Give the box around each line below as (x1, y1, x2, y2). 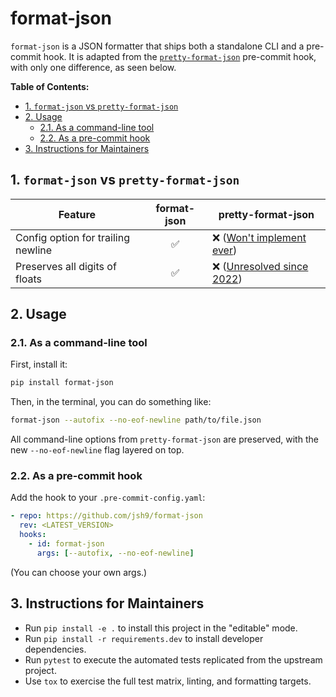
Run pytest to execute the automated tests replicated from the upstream (24, 653, 323, 666)
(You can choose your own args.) (10, 566, 148, 578)
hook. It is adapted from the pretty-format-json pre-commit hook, (43, 50, 317, 62)
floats (15, 272, 43, 286)
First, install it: (10, 358, 68, 371)
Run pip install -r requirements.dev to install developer (24, 632, 264, 644)
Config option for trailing (15, 230, 130, 244)
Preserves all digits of (15, 259, 117, 273)
